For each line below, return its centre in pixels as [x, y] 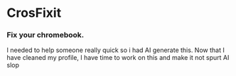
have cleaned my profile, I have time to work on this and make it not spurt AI [118, 58]
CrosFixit [34, 13]
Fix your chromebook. [45, 35]
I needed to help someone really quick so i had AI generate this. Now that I [116, 50]
